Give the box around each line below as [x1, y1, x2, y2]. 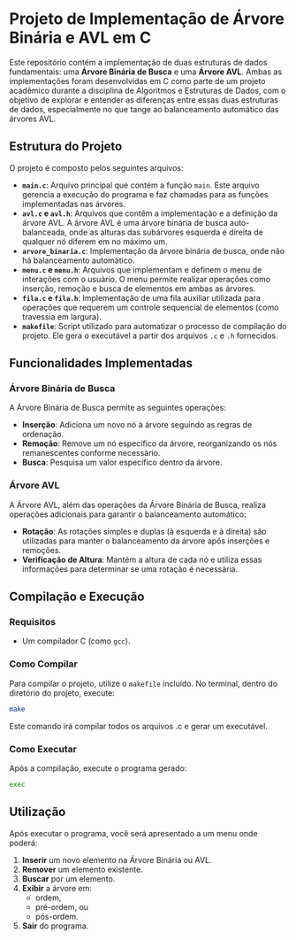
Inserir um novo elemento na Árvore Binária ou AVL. [21, 854, 212, 865]
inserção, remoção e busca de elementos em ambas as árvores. [21, 283, 256, 294]
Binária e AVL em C [9, 27, 152, 48]
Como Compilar [9, 658, 78, 670]
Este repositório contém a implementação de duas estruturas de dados [9, 57, 268, 67]
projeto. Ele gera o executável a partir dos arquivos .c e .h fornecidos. [21, 330, 278, 341]
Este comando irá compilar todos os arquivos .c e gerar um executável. [9, 720, 268, 731]
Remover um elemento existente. [21, 864, 143, 875]
